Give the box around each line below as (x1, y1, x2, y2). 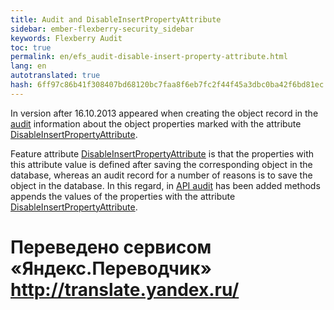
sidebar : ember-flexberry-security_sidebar (10, 24, 195, 34)
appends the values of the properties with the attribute (10, 190, 236, 202)
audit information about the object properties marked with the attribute (10, 117, 302, 130)
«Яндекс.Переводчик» (10, 257, 213, 280)
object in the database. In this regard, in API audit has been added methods (10, 179, 321, 191)
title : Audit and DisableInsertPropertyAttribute (10, 14, 222, 25)
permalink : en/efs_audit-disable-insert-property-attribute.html (10, 52, 288, 62)
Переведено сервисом (10, 236, 212, 258)
